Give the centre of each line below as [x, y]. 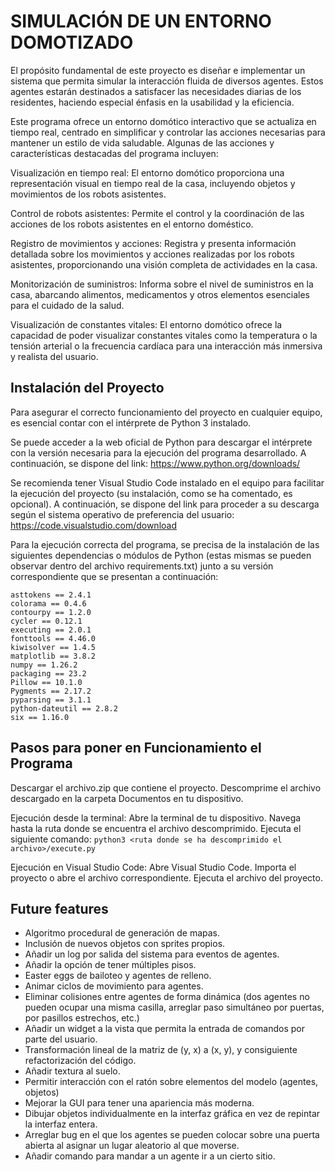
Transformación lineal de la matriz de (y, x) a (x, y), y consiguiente [161, 1050]
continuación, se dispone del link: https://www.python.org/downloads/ [155, 463]
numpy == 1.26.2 [44, 665]
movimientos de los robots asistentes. [88, 194]
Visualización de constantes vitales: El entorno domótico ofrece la [146, 324]
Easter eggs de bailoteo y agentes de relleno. [118, 976]
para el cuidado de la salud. [67, 305]
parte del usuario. [61, 1039]
